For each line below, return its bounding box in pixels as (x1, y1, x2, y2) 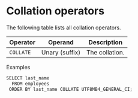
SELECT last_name (6, 75, 50, 81)
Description (88, 38, 123, 46)
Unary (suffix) (41, 48, 81, 56)
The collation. (86, 48, 125, 56)
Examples (6, 63, 31, 71)
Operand (47, 38, 74, 46)
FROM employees (11, 81, 50, 87)
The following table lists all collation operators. (6, 24, 121, 31)
